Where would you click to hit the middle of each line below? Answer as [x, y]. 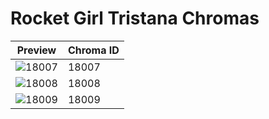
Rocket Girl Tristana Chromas [135, 18]
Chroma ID [93, 50]
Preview [36, 50]
